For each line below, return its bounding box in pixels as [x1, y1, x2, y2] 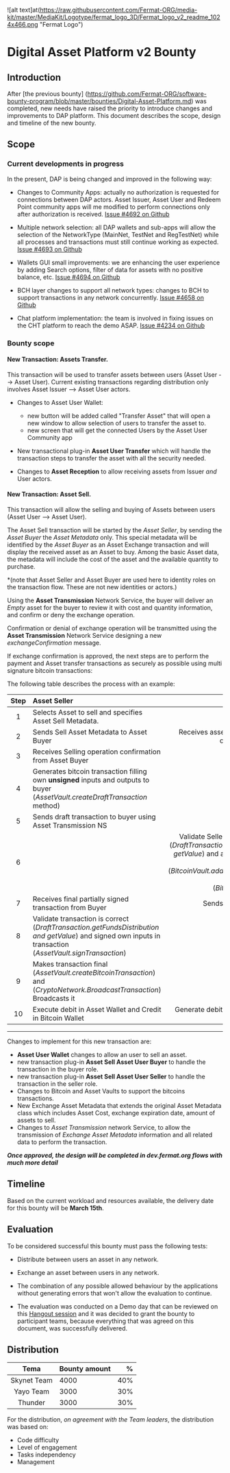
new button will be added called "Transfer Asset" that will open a [27, 411, 211, 420]
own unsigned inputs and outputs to [32, 776, 150, 785]
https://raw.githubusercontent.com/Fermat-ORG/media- [40, 6, 198, 14]
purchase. [7, 562, 36, 571]
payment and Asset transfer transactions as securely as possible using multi [7, 659, 222, 667]
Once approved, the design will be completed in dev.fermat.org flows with [7, 1151, 223, 1160]
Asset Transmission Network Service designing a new [7, 632, 162, 640]
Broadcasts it [32, 993, 75, 1003]
